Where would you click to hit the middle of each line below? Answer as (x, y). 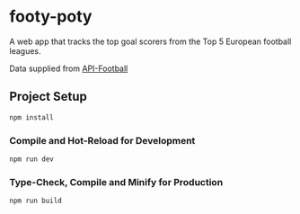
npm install (31, 117)
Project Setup (49, 97)
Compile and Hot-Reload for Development (102, 140)
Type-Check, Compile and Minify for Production (116, 182)
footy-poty (51, 17)
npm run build (36, 201)
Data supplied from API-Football (69, 68)
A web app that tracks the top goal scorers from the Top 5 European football (150, 41)
